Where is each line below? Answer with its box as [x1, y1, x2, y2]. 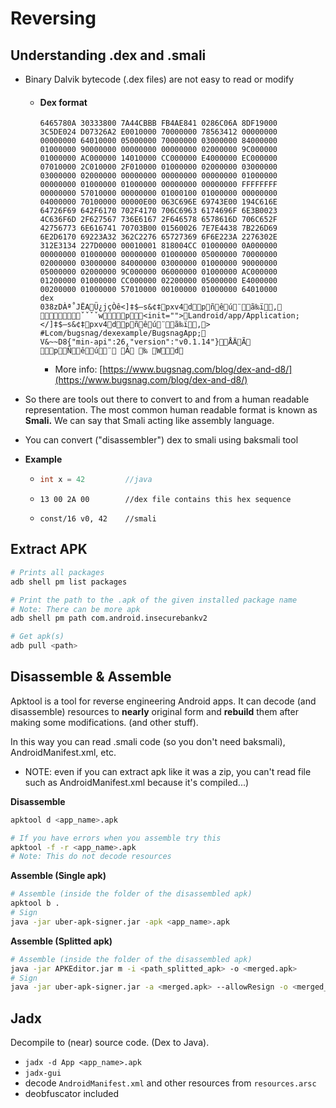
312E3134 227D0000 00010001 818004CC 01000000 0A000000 [39, 241, 278, 251]
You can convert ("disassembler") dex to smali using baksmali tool [24, 434, 299, 446]
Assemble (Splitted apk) [10, 935, 113, 947]
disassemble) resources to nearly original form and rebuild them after [10, 705, 299, 717]
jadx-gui [24, 1068, 62, 1079]
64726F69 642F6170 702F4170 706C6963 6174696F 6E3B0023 [39, 206, 278, 216]
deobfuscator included [24, 1088, 120, 1100]
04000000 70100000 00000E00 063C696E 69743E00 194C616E [39, 197, 278, 207]
